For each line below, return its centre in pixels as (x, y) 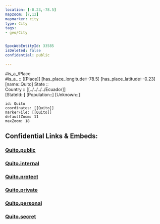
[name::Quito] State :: (27, 84)
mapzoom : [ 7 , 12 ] (22, 14)
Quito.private (22, 190)
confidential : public (27, 55)
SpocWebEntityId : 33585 (30, 46)
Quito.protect (22, 177)
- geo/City (16, 33)
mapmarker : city (22, 19)
